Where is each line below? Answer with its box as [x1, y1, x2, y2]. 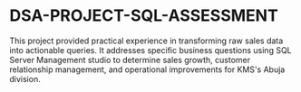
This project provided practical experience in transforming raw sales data [9, 35, 284, 46]
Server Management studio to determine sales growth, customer [9, 54, 251, 65]
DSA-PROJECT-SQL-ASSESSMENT [9, 5, 278, 26]
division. [9, 73, 41, 84]
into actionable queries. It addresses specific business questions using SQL [9, 44, 292, 55]
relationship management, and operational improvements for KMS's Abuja [9, 64, 286, 75]
